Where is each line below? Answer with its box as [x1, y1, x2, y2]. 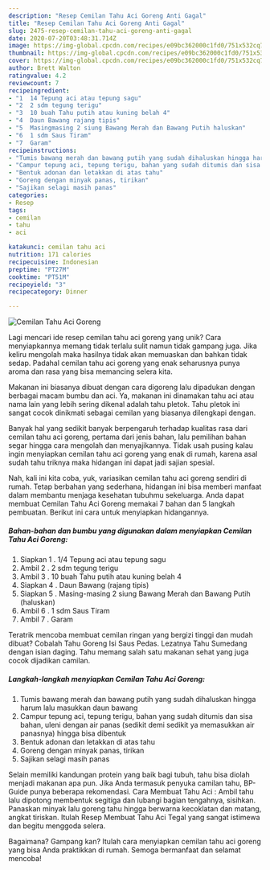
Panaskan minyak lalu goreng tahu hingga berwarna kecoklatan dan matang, [8, 804, 262, 814]
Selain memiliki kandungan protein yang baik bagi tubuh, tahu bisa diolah [8, 769, 251, 780]
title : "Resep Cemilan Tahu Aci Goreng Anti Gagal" [8, 19, 185, 27]
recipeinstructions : [8, 146, 78, 154]
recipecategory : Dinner [8, 288, 88, 296]
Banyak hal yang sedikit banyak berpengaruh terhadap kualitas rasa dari [8, 424, 247, 433]
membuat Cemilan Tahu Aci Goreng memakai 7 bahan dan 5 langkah [8, 499, 235, 509]
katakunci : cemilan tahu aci [8, 243, 106, 252]
